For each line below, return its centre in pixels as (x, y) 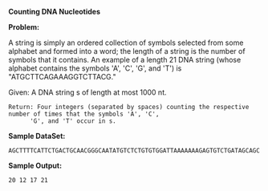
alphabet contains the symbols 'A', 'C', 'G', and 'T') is (95, 68)
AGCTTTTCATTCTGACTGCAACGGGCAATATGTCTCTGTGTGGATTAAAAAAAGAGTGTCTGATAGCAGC (134, 151)
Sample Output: (35, 165)
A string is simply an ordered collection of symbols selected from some (126, 43)
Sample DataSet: (37, 136)
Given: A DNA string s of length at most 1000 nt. (87, 92)
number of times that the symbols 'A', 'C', (84, 114)
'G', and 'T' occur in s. (73, 121)
